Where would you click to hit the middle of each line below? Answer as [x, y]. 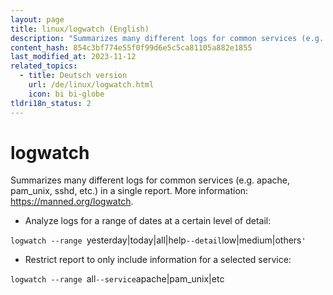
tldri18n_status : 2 [51, 103]
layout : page [37, 19]
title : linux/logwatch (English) [80, 29]
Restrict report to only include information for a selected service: [158, 260]
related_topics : [44, 66]
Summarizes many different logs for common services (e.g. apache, [150, 180]
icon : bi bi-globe [66, 94]
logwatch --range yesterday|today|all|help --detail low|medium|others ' [158, 240]
